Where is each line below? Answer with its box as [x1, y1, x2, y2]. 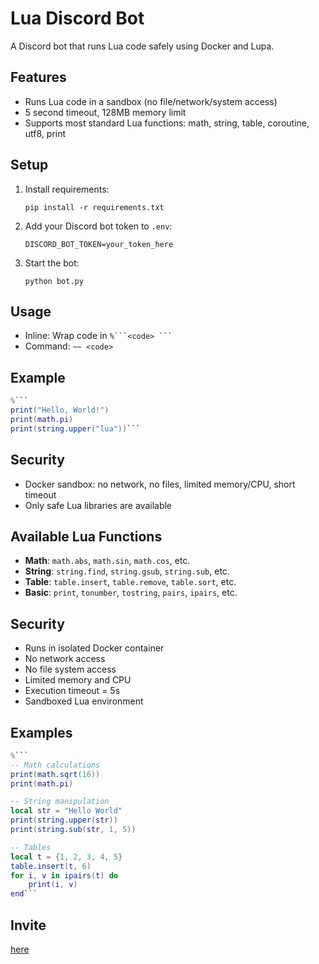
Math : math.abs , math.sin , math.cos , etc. [24, 555, 191, 567]
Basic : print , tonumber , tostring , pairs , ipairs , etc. [24, 587, 238, 599]
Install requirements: [24, 183, 110, 195]
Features [10, 69, 67, 86]
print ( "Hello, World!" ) [10, 405, 110, 416]
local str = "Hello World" [10, 806, 123, 816]
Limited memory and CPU [24, 674, 132, 686]
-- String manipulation [10, 797, 110, 807]
